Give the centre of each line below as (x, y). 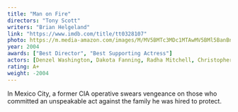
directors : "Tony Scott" (44, 21)
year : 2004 (23, 47)
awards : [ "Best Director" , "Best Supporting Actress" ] (90, 54)
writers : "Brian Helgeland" (49, 27)
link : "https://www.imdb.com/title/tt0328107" (77, 34)
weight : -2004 (28, 73)
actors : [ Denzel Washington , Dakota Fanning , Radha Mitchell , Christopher (120, 60)
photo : (17, 40)
